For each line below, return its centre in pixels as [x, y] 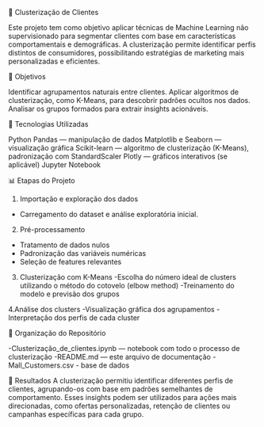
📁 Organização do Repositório [57, 333]
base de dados [105, 365]
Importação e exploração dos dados [79, 199]
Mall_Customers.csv [41, 365]
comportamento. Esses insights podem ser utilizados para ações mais [122, 397]
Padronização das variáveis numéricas [83, 253]
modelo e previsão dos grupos [70, 294]
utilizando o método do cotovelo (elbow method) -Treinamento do [127, 286]
